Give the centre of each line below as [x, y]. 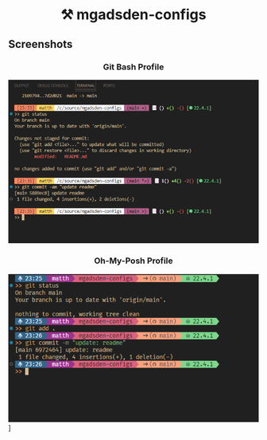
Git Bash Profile [133, 67]
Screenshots [41, 44]
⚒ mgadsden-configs [133, 15]
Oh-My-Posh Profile [133, 261]
